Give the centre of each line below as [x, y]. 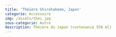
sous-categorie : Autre [28, 23]
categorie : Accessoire [28, 14]
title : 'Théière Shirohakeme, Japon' [43, 9]
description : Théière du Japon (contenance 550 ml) [58, 27]
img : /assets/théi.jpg [28, 18]
